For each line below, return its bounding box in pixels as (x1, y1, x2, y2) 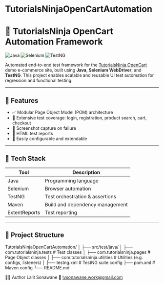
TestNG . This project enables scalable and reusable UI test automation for (5, 72, 154, 78)
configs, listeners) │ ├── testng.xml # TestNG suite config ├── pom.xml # (5, 260, 155, 265)
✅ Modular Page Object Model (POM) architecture (12, 109, 113, 115)
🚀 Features (5, 96, 39, 105)
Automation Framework (5, 36, 103, 47)
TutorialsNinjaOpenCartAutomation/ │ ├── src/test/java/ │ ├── (5, 244, 133, 250)
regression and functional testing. (5, 77, 73, 84)
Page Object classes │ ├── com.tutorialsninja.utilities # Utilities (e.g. (5, 254, 143, 260)
